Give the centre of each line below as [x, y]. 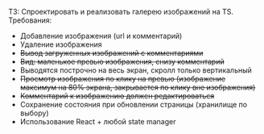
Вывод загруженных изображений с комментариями [111, 53]
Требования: [30, 20]
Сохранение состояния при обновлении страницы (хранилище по [134, 105]
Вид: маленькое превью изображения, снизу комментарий [122, 61]
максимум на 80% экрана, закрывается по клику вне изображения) [138, 87]
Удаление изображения [61, 44]
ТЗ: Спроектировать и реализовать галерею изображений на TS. [121, 12]
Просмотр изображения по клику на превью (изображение [123, 79]
